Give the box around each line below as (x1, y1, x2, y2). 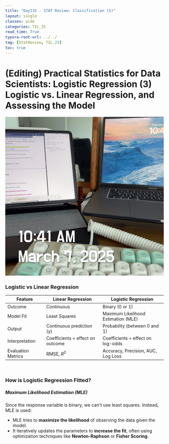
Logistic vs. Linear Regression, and (5, 89, 155, 100)
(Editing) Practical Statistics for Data (5, 68, 161, 79)
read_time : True (5, 29, 39, 35)
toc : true (5, 45, 26, 50)
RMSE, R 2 (46, 350, 66, 357)
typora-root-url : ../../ (5, 35, 57, 40)
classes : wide (5, 19, 35, 24)
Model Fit (7, 313, 27, 320)
